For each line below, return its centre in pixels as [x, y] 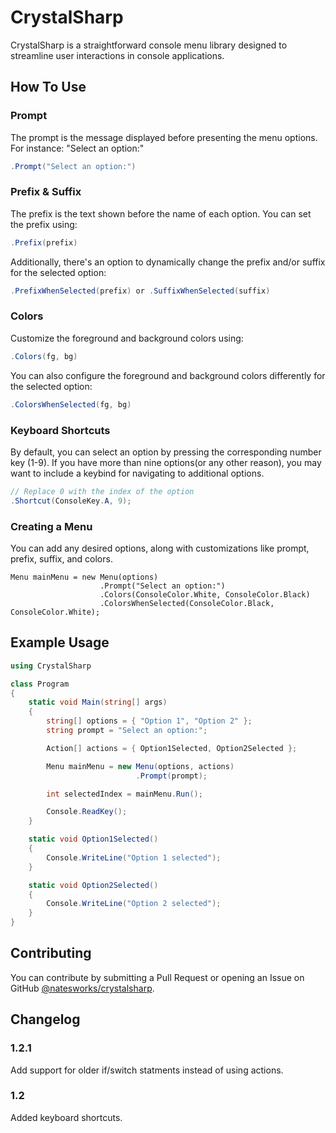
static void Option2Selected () [93, 885]
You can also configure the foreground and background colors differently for [168, 375]
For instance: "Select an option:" [77, 148]
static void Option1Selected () [93, 839]
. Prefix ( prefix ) [44, 242]
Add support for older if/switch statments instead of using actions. [147, 1070]
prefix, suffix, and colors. [61, 558]
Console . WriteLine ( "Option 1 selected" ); [134, 857]
